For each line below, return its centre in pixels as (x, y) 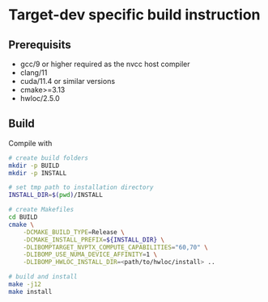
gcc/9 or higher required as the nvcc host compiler (105, 64)
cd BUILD (23, 217)
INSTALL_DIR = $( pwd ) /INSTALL (56, 195)
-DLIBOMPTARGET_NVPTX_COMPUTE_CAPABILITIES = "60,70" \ (115, 247)
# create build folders (49, 158)
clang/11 (34, 73)
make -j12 (25, 284)
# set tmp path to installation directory (81, 187)
